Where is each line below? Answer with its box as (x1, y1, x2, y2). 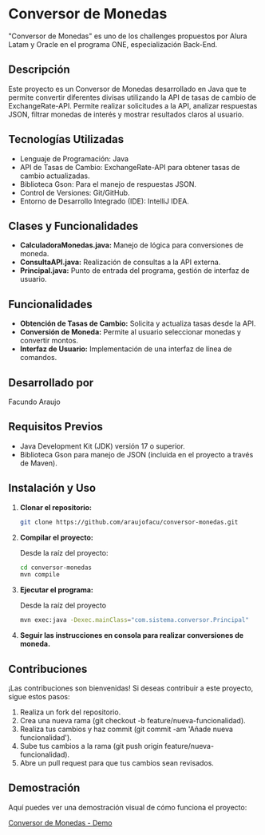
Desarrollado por (8, 376, 94, 390)
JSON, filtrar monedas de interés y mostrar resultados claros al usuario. (8, 109, 244, 119)
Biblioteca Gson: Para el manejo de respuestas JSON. (19, 179, 197, 188)
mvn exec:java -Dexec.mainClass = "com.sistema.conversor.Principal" (19, 616, 249, 624)
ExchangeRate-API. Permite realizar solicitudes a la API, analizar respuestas (8, 101, 258, 110)
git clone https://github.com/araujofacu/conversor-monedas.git (19, 518, 239, 526)
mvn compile (19, 571, 60, 579)
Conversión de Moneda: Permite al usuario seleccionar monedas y (19, 327, 242, 337)
